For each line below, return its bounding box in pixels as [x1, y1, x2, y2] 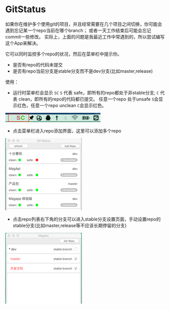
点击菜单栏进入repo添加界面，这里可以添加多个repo [12, 128, 122, 134]
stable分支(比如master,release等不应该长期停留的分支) [12, 222, 127, 228]
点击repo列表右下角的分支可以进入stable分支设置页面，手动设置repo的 [12, 216, 161, 222]
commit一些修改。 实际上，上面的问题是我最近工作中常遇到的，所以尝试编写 [5, 34, 165, 40]
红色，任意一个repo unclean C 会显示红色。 [17, 102, 107, 108]
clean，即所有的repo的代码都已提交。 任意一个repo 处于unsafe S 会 [18, 96, 159, 102]
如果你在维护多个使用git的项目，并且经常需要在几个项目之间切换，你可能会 [5, 21, 162, 27]
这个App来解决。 [5, 40, 41, 46]
